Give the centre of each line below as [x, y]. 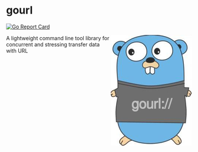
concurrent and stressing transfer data [53, 44]
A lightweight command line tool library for [58, 38]
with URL [17, 50]
